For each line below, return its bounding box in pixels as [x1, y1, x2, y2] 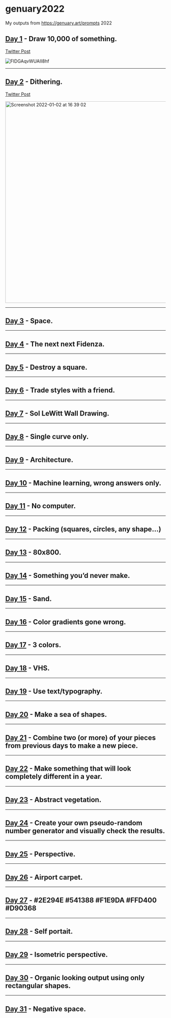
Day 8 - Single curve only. [5, 432, 89, 441]
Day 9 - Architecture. [5, 455, 74, 464]
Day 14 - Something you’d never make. [5, 571, 130, 580]
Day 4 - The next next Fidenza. [5, 339, 105, 348]
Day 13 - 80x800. [5, 548, 62, 557]
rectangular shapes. [5, 981, 71, 990]
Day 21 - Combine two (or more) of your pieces [5, 733, 156, 742]
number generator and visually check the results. [5, 827, 165, 835]
